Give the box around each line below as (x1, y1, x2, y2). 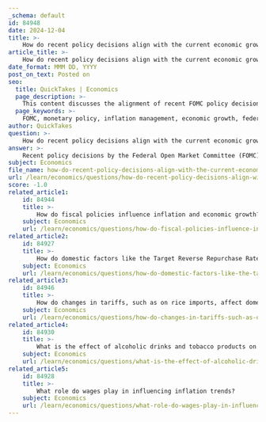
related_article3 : (8, 276, 69, 285)
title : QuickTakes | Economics (15, 85, 119, 93)
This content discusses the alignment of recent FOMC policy (22, 100, 228, 108)
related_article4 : (8, 321, 69, 329)
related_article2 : (8, 233, 69, 241)
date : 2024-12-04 (8, 26, 66, 34)
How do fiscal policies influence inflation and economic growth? (36, 211, 260, 219)
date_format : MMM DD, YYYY (8, 63, 97, 71)
